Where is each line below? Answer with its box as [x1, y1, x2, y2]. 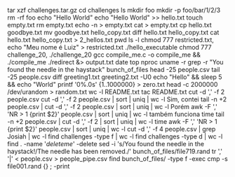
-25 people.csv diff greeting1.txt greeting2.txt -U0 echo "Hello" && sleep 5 [7, 73, 222, 81]
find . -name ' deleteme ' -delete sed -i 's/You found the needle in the [7, 140, 205, 148]
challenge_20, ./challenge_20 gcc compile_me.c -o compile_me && [7, 50, 201, 59]
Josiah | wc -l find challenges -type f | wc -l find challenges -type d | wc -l [7, 132, 223, 141]
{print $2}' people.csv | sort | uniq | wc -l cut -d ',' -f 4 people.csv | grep [7, 125, 216, 133]
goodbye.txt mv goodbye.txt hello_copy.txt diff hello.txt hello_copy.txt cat [7, 28, 220, 36]
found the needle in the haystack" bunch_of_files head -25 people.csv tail [7, 66, 220, 73]
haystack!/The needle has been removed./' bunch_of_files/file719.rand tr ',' [7, 147, 223, 155]
